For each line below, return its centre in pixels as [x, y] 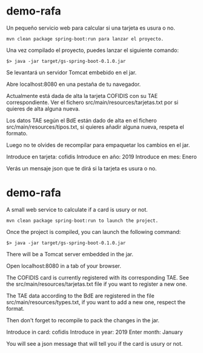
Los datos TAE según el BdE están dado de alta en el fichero [82, 120]
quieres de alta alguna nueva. [43, 108]
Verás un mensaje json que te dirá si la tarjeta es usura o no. [82, 168]
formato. [17, 133]
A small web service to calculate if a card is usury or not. [77, 209]
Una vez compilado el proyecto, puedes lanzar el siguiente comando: [92, 50]
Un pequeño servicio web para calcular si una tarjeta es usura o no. [91, 28]
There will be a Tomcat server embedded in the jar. [70, 254]
